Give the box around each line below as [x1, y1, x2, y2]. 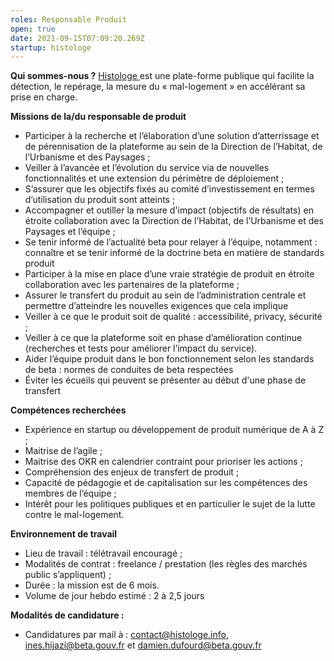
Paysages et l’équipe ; [24, 226, 116, 238]
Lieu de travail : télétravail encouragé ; [24, 547, 183, 560]
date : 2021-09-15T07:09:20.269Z [10, 33, 145, 43]
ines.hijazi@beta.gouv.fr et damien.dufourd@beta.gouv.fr [24, 639, 262, 651]
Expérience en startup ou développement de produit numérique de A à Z [24, 424, 325, 436]
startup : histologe [10, 42, 92, 53]
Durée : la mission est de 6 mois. [24, 579, 160, 591]
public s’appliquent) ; [24, 569, 112, 581]
